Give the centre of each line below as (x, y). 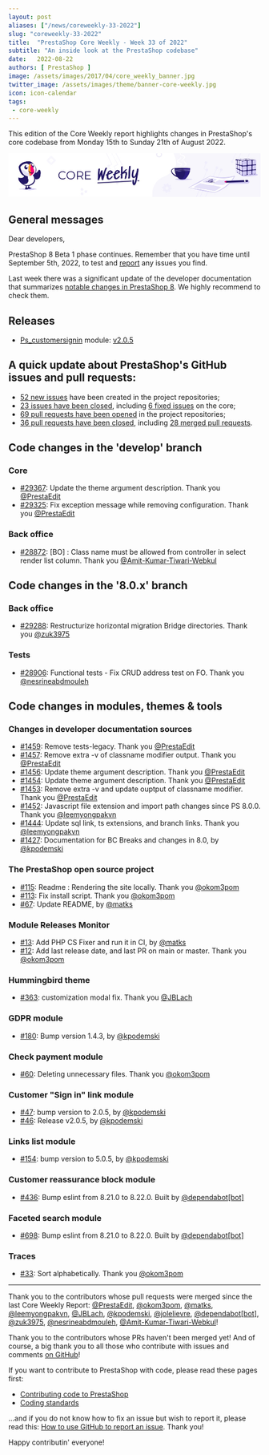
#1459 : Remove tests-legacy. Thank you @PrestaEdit (107, 746)
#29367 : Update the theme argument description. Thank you (120, 488)
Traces (22, 1256)
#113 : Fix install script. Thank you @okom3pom (97, 895)
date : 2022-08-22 (41, 59)
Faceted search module (55, 1218)
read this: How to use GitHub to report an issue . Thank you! (106, 1427)
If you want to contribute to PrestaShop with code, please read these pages (133, 1370)
